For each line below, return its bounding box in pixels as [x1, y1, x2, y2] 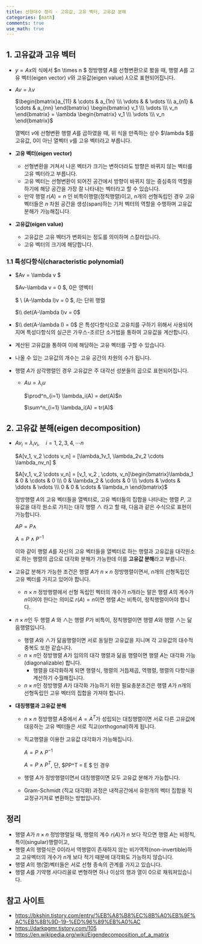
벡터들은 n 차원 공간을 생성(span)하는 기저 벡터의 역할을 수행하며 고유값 [23, 200, 192, 208]
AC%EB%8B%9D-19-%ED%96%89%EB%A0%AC [14, 918, 141, 925]
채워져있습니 [162, 869, 192, 876]
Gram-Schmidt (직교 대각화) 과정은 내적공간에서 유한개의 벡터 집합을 [23, 787, 186, 794]
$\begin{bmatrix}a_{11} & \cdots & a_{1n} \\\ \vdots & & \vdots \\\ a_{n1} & [14, 98, 194, 105]
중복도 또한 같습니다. [23, 644, 73, 651]
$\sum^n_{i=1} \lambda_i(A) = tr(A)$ [23, 404, 114, 411]
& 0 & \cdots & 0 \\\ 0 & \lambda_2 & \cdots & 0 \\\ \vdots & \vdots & [14, 477, 181, 484]
